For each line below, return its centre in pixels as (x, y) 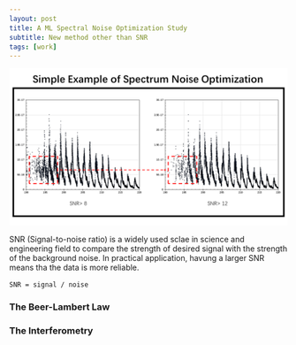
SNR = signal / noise (49, 284)
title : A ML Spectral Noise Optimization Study (99, 28)
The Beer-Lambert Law (60, 307)
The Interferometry (51, 330)
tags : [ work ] (33, 47)
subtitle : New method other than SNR (79, 37)
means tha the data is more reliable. (74, 267)
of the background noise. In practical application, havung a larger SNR (137, 257)
